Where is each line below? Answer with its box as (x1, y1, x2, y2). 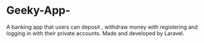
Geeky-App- (6, 4, 71, 17)
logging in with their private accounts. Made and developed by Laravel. (6, 29, 185, 36)
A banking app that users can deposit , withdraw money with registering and (6, 23, 198, 30)
